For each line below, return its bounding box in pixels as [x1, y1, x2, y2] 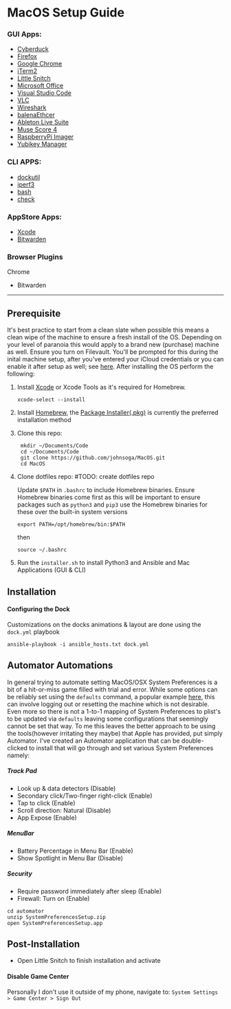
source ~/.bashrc [16, 546, 67, 553]
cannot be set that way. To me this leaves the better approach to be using [7, 721, 216, 730]
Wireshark [16, 103, 47, 111]
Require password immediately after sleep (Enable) [16, 886, 162, 895]
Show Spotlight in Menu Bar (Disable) [16, 853, 124, 862]
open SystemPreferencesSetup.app [7, 920, 103, 926]
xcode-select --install [16, 396, 86, 403]
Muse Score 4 [16, 125, 57, 134]
